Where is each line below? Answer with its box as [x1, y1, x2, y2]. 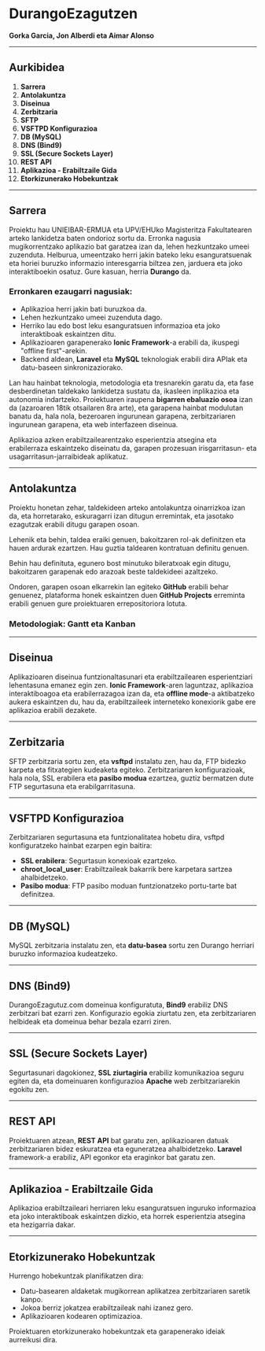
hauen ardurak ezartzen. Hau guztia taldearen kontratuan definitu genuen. [9, 543, 249, 552]
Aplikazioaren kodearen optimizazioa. [20, 1312, 142, 1321]
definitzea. [20, 890, 56, 899]
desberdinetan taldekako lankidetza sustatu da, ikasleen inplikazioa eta [9, 386, 240, 396]
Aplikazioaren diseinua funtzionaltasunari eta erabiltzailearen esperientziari [9, 672, 253, 681]
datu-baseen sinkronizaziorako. [20, 363, 123, 372]
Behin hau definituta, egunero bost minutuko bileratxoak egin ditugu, [9, 558, 231, 567]
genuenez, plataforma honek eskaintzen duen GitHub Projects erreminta [9, 590, 245, 600]
